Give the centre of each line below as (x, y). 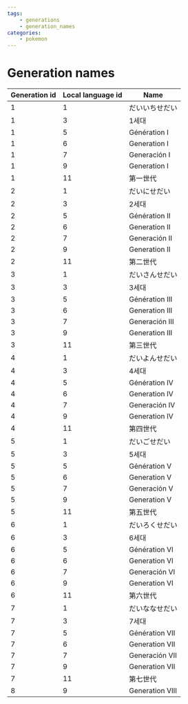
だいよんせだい (153, 359)
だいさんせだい (153, 275)
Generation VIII (153, 691)
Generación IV (152, 405)
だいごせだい (149, 442)
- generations (40, 20)
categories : (24, 33)
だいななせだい (153, 608)
